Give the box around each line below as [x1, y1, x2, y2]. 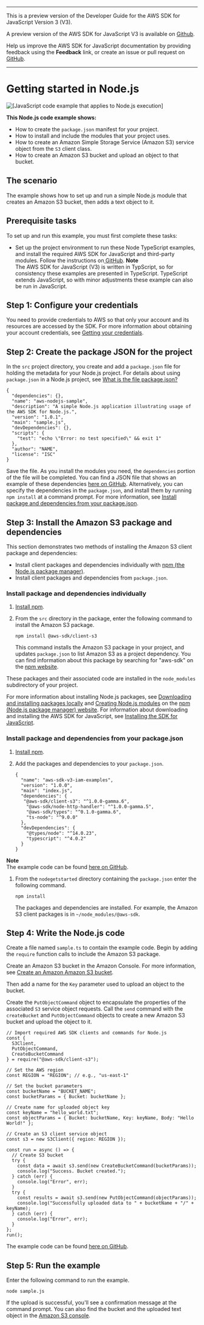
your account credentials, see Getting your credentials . [6, 329, 144, 336]
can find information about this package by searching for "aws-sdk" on [15, 657, 194, 664]
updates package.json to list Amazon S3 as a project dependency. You [15, 650, 191, 657]
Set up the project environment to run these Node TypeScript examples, [15, 244, 195, 251]
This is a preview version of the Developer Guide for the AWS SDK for [6, 12, 180, 19]
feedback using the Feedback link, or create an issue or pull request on [6, 49, 185, 55]
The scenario [6, 176, 58, 186]
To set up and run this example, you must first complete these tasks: [6, 232, 178, 239]
